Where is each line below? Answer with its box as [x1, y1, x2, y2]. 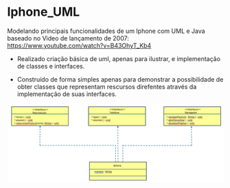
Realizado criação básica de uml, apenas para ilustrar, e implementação [16, 54, 221, 62]
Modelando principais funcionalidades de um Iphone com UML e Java [7, 27, 205, 35]
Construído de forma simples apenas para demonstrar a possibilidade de [16, 75, 224, 83]
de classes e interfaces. [16, 62, 85, 70]
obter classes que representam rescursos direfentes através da [16, 82, 197, 91]
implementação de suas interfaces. [16, 90, 117, 98]
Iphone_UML [7, 4, 80, 20]
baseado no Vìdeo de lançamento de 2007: [7, 34, 129, 42]
